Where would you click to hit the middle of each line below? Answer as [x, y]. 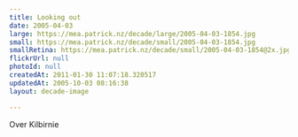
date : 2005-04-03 [41, 26]
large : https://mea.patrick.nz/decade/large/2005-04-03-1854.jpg [132, 34]
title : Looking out [45, 17]
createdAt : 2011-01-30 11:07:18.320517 [83, 75]
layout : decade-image [49, 91]
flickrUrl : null [39, 58]
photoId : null [35, 67]
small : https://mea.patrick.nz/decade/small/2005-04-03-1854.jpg [132, 42]
